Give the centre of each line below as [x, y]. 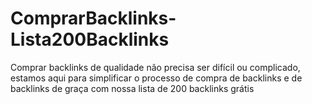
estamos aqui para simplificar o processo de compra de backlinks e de [156, 78]
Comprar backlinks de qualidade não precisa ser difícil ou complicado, [155, 67]
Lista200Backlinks [90, 39]
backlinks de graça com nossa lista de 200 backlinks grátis [132, 88]
